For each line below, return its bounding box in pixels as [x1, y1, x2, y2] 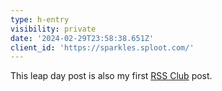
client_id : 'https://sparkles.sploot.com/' [10, 42, 195, 53]
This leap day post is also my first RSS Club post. [10, 70, 213, 82]
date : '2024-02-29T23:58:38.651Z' [10, 33, 155, 43]
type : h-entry [10, 14, 70, 25]
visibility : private [10, 24, 97, 34]
